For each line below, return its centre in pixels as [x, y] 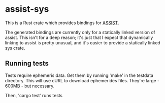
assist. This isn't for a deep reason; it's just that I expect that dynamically [79, 37]
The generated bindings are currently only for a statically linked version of [80, 32]
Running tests [27, 63]
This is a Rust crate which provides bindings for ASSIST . [62, 23]
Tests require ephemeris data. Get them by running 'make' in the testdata [79, 75]
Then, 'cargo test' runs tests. [34, 95]
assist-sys [27, 9]
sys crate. [15, 48]
